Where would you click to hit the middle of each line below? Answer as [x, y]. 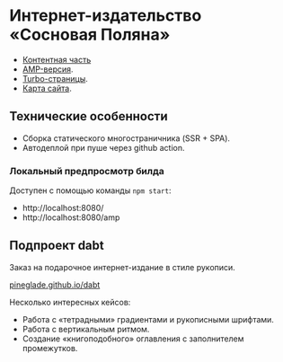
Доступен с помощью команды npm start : [90, 190]
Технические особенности [88, 116]
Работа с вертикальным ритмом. [86, 329]
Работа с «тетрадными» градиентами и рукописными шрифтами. [148, 319]
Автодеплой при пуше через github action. [103, 147]
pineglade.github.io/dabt [55, 285]
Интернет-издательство [106, 16]
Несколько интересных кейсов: [70, 302]
